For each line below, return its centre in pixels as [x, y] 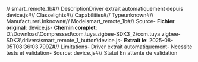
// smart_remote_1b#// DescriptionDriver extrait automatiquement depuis [95, 9]
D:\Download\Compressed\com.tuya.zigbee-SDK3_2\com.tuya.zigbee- [93, 34]
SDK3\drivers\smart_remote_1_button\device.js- [65, 40]
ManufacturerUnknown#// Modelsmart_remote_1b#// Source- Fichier [90, 21]
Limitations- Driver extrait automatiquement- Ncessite [126, 46]
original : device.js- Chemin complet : [52, 27]
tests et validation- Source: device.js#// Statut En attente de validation [92, 53]
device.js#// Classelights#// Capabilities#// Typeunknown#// [80, 15]
